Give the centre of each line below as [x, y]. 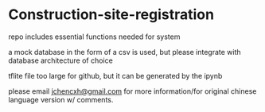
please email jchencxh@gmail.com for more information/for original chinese [132, 91]
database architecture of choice [60, 60]
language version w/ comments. [61, 99]
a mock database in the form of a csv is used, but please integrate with [125, 52]
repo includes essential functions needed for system [94, 37]
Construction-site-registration [111, 15]
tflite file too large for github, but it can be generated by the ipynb [115, 75]
